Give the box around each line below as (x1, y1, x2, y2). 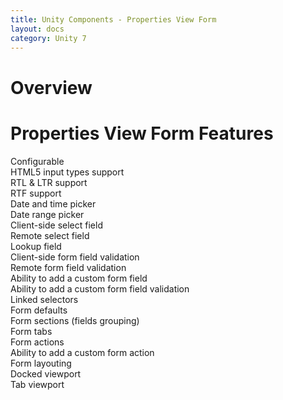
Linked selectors (10, 293, 79, 305)
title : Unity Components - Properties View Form (10, 14, 217, 25)
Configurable (10, 155, 65, 167)
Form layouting (10, 357, 72, 369)
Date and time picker (10, 197, 97, 210)
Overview (10, 76, 93, 99)
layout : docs (10, 24, 65, 34)
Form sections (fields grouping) (10, 314, 140, 326)
